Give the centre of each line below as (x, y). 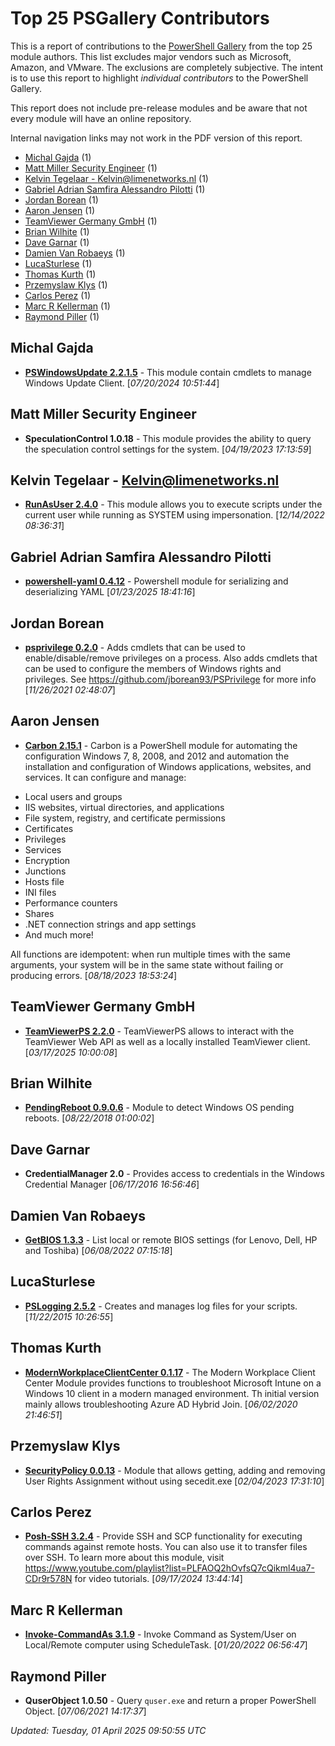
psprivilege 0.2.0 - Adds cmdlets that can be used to (135, 647)
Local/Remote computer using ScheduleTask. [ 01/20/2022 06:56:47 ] (166, 1645)
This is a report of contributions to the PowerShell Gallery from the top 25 (161, 46)
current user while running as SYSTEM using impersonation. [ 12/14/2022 (174, 515)
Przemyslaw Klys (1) (66, 284)
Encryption (47, 860)
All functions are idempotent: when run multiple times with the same (150, 954)
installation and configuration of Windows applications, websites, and (168, 766)
